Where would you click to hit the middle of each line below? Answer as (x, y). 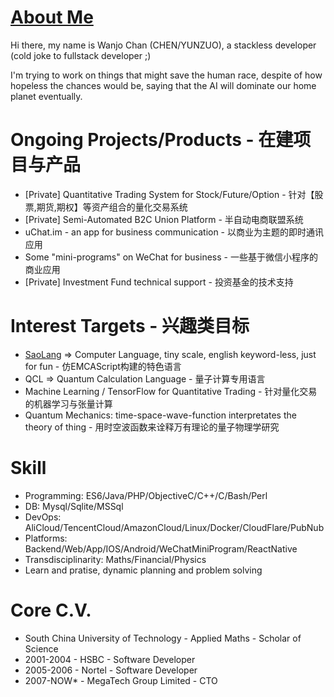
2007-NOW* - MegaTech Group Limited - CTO (121, 680)
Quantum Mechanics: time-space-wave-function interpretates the (160, 415)
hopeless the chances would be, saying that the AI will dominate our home (163, 85)
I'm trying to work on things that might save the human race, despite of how (166, 75)
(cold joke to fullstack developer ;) (81, 55)
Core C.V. (51, 610)
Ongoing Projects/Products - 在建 (152, 140)
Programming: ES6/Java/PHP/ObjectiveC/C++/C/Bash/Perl (146, 495)
